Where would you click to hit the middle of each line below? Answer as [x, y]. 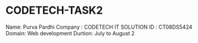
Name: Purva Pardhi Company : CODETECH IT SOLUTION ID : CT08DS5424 [99, 27]
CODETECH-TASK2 [54, 10]
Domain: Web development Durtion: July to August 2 [70, 33]
